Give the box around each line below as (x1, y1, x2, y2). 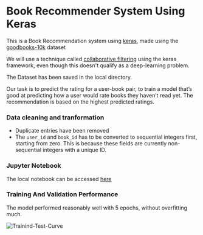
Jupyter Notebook (6, 162, 61, 170)
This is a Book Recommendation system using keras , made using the (6, 37, 179, 44)
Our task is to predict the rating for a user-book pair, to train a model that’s (6, 85, 193, 92)
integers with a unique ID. (42, 147, 107, 154)
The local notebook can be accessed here (6, 175, 112, 182)
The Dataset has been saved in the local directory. (6, 73, 132, 81)
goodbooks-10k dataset (6, 44, 66, 51)
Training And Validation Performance (6, 190, 119, 199)
